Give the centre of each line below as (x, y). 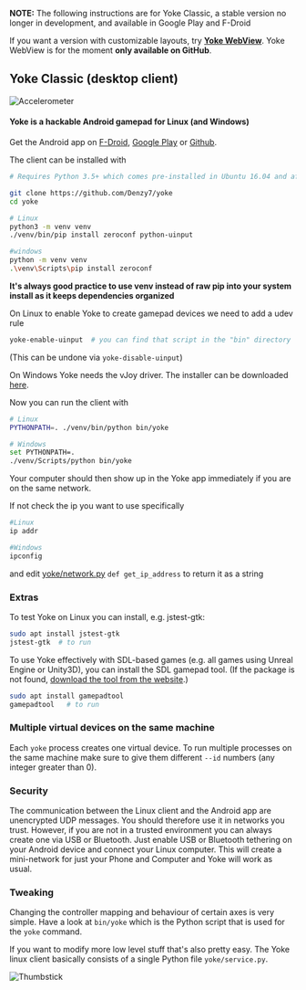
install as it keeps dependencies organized (92, 295)
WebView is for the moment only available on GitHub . (111, 50)
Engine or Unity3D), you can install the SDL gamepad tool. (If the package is (152, 669)
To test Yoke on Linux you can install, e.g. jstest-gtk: (107, 616)
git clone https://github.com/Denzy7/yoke (91, 193)
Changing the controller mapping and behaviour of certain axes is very (142, 912)
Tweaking (32, 892)
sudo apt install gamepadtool (67, 696)
